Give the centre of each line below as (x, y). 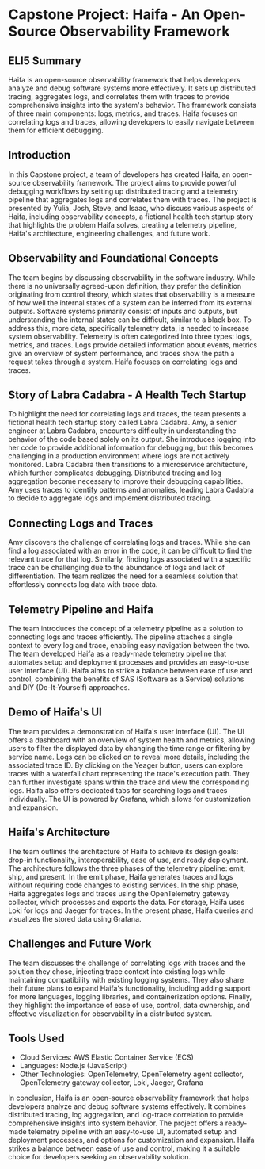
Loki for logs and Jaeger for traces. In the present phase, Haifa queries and (131, 910)
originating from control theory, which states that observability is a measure (132, 294)
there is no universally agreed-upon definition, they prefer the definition (125, 286)
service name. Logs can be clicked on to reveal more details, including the (129, 757)
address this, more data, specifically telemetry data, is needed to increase (129, 328)
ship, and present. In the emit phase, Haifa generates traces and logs (121, 876)
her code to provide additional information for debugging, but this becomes (131, 448)
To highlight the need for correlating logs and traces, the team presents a (127, 414)
